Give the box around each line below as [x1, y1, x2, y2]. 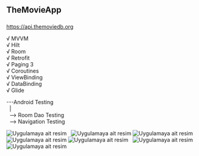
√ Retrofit [6, 54, 30, 62]
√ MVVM [6, 35, 29, 42]
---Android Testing [6, 99, 54, 106]
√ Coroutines [6, 67, 39, 75]
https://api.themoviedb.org [6, 23, 74, 30]
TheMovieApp [6, 5, 62, 15]
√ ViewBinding [6, 74, 43, 81]
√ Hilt [6, 41, 20, 49]
